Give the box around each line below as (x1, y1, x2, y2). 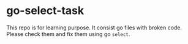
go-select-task (6, 4, 85, 18)
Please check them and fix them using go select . (6, 30, 130, 37)
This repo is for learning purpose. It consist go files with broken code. (6, 24, 182, 31)
